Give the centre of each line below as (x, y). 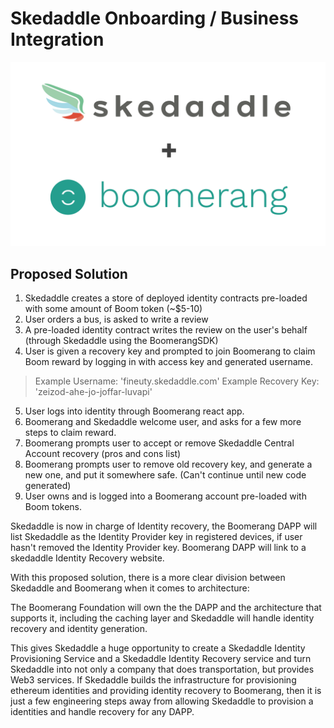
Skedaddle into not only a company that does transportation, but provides (162, 669)
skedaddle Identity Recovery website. (87, 558)
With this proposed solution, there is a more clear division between (148, 578)
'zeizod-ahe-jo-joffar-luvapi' (93, 392)
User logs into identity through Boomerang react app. (134, 411)
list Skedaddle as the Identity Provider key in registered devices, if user (156, 537)
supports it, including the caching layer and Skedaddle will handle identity (162, 618)
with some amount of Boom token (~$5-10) (113, 309)
